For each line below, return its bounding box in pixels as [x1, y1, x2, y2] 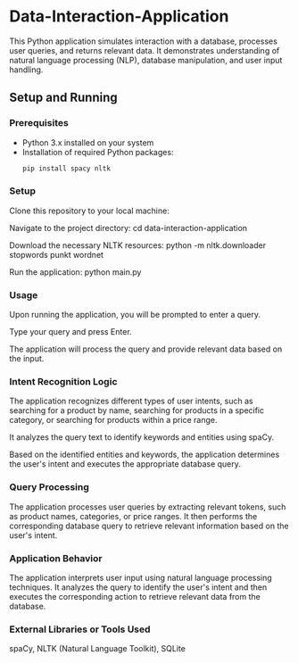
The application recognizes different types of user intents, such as [9, 395, 253, 407]
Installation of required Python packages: [21, 146, 174, 157]
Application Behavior [9, 551, 103, 564]
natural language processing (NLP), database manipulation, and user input [9, 54, 283, 65]
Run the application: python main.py [9, 266, 142, 278]
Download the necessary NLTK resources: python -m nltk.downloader [9, 239, 266, 251]
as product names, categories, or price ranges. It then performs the [9, 510, 258, 521]
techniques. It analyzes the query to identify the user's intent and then [9, 582, 268, 593]
